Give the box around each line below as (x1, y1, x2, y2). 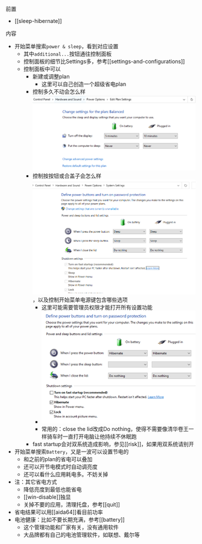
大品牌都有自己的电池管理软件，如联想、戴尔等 (23, 531, 140, 539)
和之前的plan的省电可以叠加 (23, 456, 93, 463)
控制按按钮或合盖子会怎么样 (32, 172, 102, 180)
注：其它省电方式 (14, 478, 57, 485)
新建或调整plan (32, 73, 70, 80)
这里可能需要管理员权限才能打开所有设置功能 (41, 304, 153, 311)
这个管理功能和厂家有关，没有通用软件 (23, 523, 119, 531)
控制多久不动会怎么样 (32, 88, 86, 95)
